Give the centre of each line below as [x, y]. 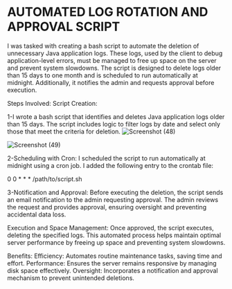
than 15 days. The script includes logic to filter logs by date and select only [114, 124]
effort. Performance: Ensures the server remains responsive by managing [112, 263]
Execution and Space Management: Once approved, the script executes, [111, 227]
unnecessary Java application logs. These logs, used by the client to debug [115, 53]
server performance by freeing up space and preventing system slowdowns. [116, 242]
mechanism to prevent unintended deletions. [71, 278]
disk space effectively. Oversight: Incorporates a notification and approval [113, 270]
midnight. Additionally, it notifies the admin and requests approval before [111, 82]
